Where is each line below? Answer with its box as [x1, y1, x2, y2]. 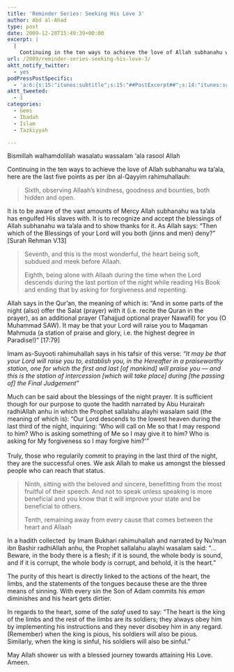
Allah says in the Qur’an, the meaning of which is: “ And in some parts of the [7, 299, 224, 307]
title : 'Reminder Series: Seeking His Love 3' [7, 10, 145, 17]
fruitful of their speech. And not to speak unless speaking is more [24, 488, 212, 496]
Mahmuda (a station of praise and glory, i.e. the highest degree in [7, 328, 195, 337]
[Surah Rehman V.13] [7, 237, 67, 245]
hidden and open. [24, 193, 75, 202]
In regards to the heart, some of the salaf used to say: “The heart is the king [7, 608, 226, 616]
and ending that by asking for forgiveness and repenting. [24, 286, 188, 294]
